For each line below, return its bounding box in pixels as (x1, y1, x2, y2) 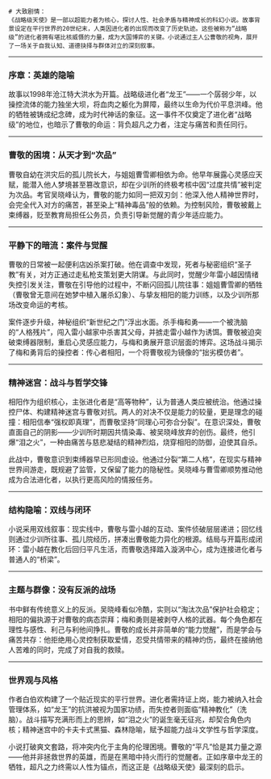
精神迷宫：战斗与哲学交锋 (8, 377, 108, 388)
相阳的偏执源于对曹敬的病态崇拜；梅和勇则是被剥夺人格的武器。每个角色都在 (8, 614, 263, 624)
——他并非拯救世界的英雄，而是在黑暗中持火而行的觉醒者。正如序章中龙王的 (8, 752, 263, 762)
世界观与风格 (8, 674, 59, 685)
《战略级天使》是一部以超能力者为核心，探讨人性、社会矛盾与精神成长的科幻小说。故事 (8, 16, 255, 24)
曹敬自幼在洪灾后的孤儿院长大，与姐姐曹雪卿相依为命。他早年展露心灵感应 (8, 169, 256, 179)
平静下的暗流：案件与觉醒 (8, 239, 108, 251)
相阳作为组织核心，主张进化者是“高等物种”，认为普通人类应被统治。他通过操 (8, 397, 262, 406)
